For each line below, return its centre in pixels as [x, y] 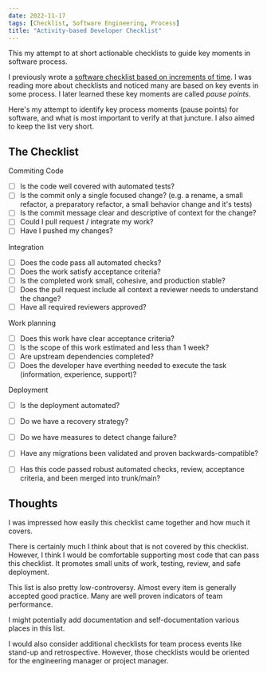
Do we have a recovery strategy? [74, 422]
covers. [21, 531]
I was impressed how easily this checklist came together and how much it [129, 523]
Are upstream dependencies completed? [86, 356]
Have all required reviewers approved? [83, 307]
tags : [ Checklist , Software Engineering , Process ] [94, 23]
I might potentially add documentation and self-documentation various [124, 620]
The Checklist [44, 151]
